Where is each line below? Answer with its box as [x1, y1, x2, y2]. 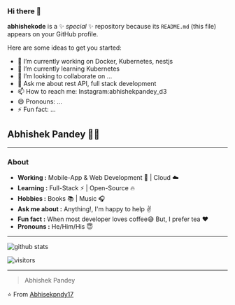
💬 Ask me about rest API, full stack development [17, 80, 157, 88]
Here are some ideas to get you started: [7, 43, 122, 52]
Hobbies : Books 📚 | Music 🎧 [17, 194, 106, 203]
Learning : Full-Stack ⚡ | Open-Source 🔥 [17, 184, 135, 192]
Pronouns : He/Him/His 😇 [17, 222, 93, 231]
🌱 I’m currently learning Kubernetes [17, 64, 120, 73]
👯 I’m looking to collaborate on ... [17, 72, 113, 80]
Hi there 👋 [7, 6, 42, 16]
